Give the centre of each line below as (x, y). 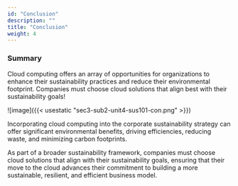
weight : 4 (22, 34)
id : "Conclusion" (33, 14)
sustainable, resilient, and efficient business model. (82, 175)
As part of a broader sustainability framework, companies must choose (111, 152)
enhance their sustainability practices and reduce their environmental (109, 81)
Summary (25, 59)
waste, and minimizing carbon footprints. (67, 139)
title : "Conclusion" (38, 27)
